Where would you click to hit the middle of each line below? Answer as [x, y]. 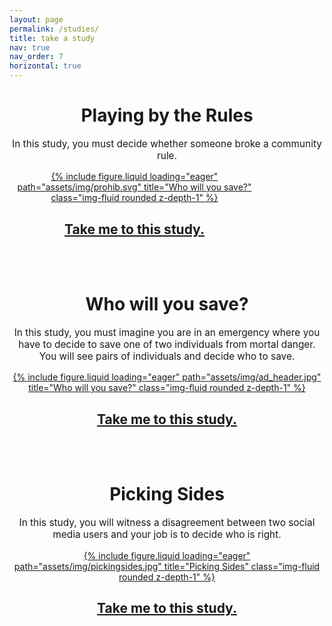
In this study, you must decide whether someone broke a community [167, 143]
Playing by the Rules [167, 115]
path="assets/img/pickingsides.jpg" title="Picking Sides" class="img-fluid [167, 566]
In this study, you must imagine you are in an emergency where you [167, 333]
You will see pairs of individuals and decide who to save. [167, 356]
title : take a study [52, 38]
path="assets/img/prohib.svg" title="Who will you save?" [134, 187]
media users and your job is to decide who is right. [167, 534]
